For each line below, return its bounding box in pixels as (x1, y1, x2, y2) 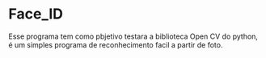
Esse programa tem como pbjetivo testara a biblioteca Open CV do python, (8, 31, 259, 41)
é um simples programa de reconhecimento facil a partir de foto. (8, 39, 223, 49)
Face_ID (8, 5, 63, 23)
